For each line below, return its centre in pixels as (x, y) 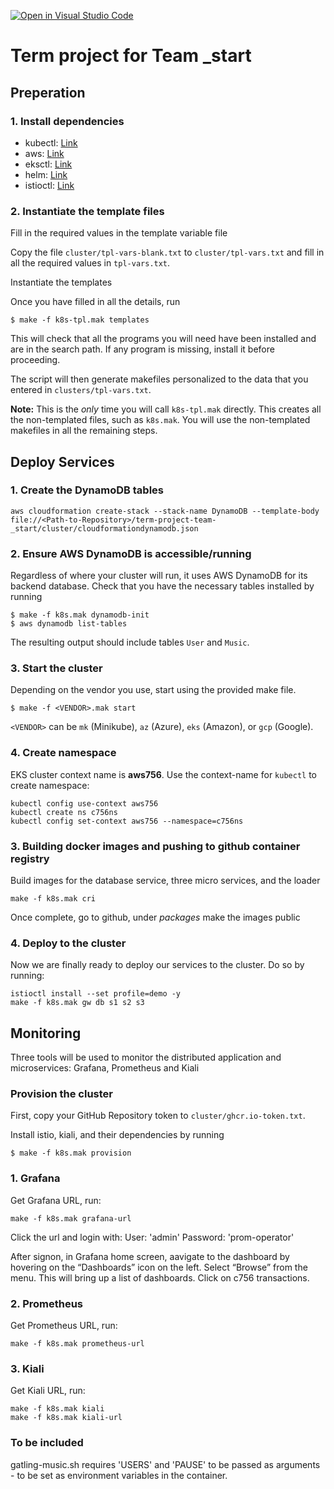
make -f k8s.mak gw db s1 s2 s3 (77, 1003)
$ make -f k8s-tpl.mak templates (80, 320)
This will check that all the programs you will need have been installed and (163, 339)
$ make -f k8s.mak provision (71, 1153)
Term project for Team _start (131, 56)
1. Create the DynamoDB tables (87, 490)
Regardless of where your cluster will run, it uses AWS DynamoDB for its (159, 576)
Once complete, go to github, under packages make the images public (155, 917)
